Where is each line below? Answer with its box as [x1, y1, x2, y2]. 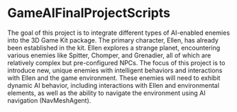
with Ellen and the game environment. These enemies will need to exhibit [7, 73, 221, 82]
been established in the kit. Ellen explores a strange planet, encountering [7, 43, 221, 52]
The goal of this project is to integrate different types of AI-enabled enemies [7, 28, 231, 37]
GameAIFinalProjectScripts [7, 5, 170, 21]
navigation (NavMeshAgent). [7, 96, 92, 104]
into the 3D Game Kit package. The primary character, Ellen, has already [7, 35, 219, 44]
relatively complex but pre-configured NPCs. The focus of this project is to [7, 58, 226, 67]
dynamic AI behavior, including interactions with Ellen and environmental [7, 81, 220, 89]
